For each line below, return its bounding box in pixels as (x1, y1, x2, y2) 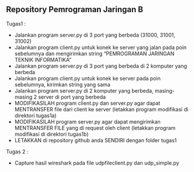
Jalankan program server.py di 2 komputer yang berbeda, (14, 87, 154, 94)
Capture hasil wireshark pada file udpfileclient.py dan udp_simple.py (14, 159, 179, 166)
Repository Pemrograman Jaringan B (6, 5, 143, 15)
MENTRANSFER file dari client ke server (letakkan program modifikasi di (14, 106, 189, 113)
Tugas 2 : (6, 148, 29, 155)
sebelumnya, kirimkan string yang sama (14, 81, 110, 88)
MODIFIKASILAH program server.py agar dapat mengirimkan (14, 118, 161, 125)
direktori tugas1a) (14, 112, 57, 119)
